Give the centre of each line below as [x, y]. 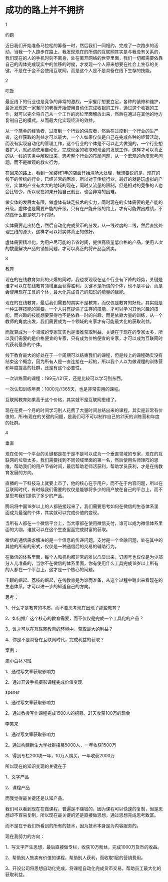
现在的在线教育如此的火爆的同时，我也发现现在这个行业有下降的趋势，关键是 [84, 279]
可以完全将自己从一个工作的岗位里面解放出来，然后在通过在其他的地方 [90, 114]
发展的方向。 [22, 472]
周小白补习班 [18, 661]
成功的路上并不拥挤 [45, 10]
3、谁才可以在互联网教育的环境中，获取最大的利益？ [59, 629]
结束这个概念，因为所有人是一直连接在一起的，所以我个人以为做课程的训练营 [84, 361]
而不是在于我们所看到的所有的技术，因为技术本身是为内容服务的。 [73, 825]
